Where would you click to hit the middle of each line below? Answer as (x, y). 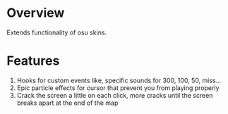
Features (33, 61)
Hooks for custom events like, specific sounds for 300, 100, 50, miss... (119, 80)
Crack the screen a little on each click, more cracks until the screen (115, 95)
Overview (36, 13)
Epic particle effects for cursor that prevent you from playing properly (118, 88)
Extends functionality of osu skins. (57, 32)
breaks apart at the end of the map (67, 103)
